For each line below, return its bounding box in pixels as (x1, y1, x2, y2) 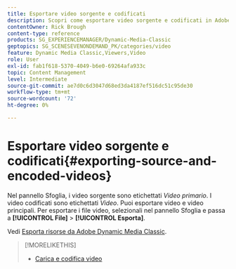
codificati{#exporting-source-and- (7, 153, 217, 169)
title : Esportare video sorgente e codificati (7, 10, 146, 18)
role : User (7, 56, 39, 63)
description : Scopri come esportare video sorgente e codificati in (7, 17, 212, 24)
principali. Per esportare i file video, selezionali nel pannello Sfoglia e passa (7, 206, 226, 214)
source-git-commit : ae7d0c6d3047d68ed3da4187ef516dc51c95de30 (7, 82, 193, 89)
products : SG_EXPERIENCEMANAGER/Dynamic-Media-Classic (7, 37, 171, 44)
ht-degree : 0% (7, 102, 49, 109)
